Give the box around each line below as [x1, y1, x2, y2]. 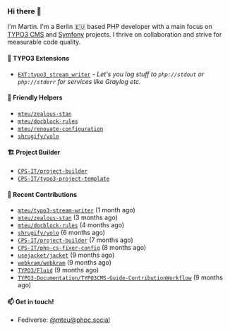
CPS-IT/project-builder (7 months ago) [17, 236, 134, 244]
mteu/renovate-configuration [17, 125, 104, 133]
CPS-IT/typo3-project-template [17, 175, 110, 182]
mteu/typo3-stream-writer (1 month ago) [17, 206, 135, 215]
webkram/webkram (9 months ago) [17, 258, 111, 267]
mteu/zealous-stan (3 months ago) [17, 213, 119, 222]
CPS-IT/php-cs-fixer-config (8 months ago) [17, 243, 147, 252]
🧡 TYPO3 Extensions [7, 54, 70, 62]
